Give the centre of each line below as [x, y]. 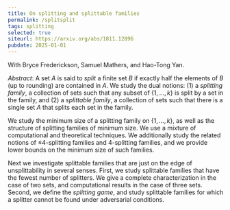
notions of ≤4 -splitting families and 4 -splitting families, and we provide [108, 142]
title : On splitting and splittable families [74, 13]
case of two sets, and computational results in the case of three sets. [105, 185]
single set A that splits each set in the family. [71, 107]
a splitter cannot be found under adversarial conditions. [86, 199]
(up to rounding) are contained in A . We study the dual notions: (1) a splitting [115, 85]
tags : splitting [31, 26]
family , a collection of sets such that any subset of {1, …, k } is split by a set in [116, 93]
